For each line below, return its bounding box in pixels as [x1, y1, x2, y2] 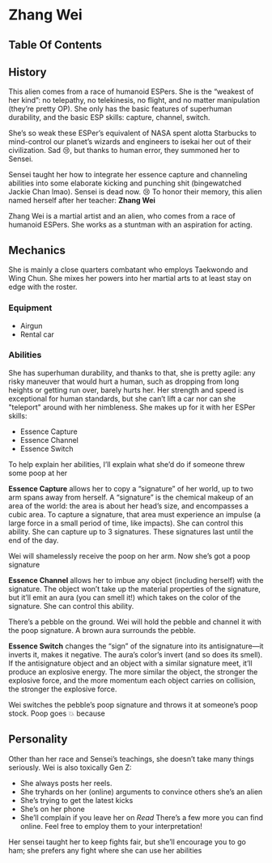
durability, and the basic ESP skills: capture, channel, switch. [8, 113, 210, 122]
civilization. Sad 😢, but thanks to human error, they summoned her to [8, 146, 240, 155]
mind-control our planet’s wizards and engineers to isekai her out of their [8, 137, 252, 147]
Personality [8, 733, 68, 746]
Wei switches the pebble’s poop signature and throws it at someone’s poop [8, 699, 258, 709]
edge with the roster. [8, 282, 78, 292]
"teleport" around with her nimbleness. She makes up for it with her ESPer [8, 402, 256, 412]
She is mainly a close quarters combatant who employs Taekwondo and [8, 265, 249, 274]
